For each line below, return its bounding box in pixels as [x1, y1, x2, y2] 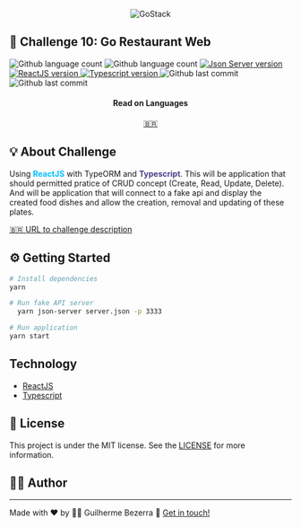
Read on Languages [113, 98, 188, 109]
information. [9, 449, 55, 460]
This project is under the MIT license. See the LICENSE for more [9, 440, 246, 451]
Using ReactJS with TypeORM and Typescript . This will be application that [9, 168, 287, 179]
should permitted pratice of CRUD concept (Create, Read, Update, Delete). [9, 178, 285, 189]
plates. [9, 206, 34, 217]
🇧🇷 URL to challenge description [9, 224, 133, 234]
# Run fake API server [9, 299, 94, 308]
